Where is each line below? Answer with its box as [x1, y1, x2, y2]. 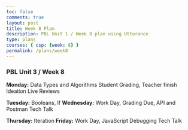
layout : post [6, 20, 39, 26]
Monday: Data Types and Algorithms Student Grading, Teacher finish [6, 81, 177, 89]
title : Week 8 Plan [6, 25, 55, 32]
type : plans [6, 37, 36, 43]
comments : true [6, 14, 44, 20]
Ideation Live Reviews [6, 87, 60, 95]
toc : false [6, 8, 34, 15]
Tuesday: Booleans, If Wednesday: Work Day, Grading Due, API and [6, 99, 176, 107]
